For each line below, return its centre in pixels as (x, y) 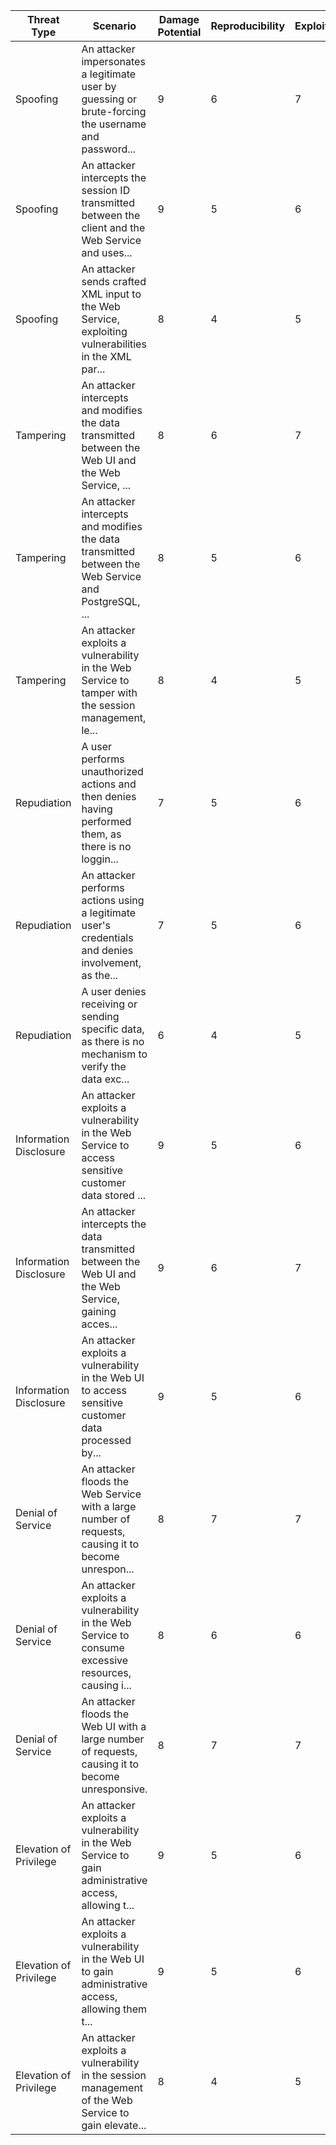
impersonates (113, 61)
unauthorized (112, 771)
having (97, 809)
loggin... (100, 859)
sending (100, 1016)
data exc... (105, 1079)
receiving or (109, 1004)
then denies (109, 796)
